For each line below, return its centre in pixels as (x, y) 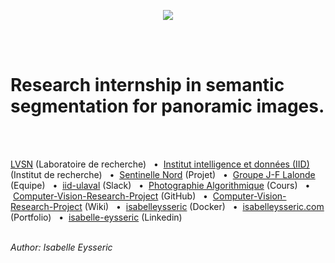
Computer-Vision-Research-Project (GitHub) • (110, 196)
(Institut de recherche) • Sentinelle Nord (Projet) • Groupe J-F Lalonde (163, 174)
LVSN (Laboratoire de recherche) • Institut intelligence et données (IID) (160, 164)
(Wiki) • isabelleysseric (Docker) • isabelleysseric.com (204, 206)
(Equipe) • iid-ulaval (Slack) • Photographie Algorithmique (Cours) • (160, 185)
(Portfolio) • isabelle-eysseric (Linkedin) (96, 217)
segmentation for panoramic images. (167, 106)
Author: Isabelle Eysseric (61, 247)
